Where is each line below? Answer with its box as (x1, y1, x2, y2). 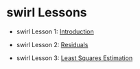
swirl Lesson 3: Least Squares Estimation (16, 53, 133, 62)
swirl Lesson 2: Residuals (16, 40, 89, 49)
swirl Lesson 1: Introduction (16, 27, 94, 36)
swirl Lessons (6, 5, 87, 20)
